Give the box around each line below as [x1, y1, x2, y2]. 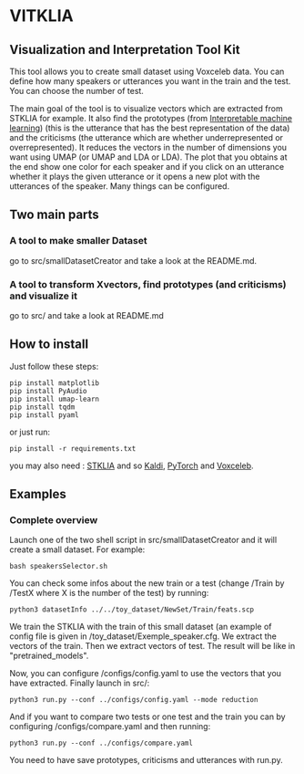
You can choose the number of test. [9, 86, 144, 96]
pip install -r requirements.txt [9, 444, 137, 453]
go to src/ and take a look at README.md [9, 309, 164, 320]
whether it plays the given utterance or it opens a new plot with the [9, 171, 260, 182]
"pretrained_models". [9, 650, 89, 662]
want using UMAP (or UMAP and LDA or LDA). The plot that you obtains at [9, 152, 289, 162]
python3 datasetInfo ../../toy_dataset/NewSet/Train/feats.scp [9, 605, 255, 614]
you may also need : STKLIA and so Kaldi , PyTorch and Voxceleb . [9, 460, 254, 471]
